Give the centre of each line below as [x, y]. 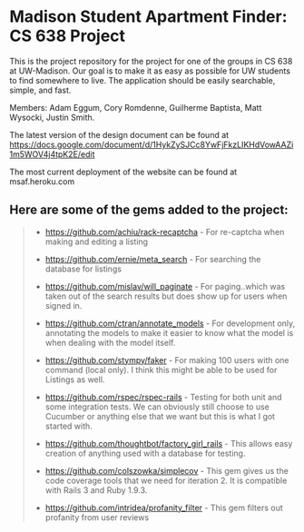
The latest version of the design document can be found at [119, 134]
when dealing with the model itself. [110, 342]
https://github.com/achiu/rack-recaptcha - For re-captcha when [165, 232]
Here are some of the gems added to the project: [149, 210]
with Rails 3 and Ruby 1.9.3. [96, 490]
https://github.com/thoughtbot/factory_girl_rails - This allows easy [169, 443]
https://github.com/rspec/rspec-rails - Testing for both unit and [163, 397]
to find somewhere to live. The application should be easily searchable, [142, 80]
